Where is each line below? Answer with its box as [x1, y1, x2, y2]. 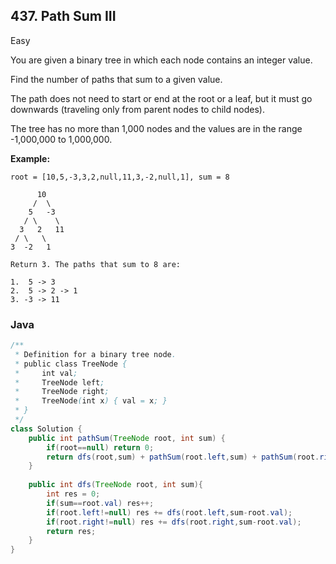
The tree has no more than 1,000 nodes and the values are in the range [10, 122, 303, 134]
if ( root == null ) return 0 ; [46, 442, 155, 453]
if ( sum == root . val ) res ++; [46, 498, 155, 508]
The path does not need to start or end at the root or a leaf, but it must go [10, 92, 313, 104]
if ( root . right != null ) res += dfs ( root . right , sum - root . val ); [46, 517, 302, 527]
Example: [10, 152, 51, 164]
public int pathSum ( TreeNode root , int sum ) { [28, 433, 226, 443]
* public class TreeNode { [14, 359, 128, 369]
